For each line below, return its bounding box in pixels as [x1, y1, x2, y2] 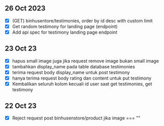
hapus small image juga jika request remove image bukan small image [12, 58, 159, 64]
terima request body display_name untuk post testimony [12, 69, 130, 75]
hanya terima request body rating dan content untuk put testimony [12, 75, 152, 81]
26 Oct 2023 [5, 4, 46, 13]
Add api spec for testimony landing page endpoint [12, 29, 118, 35]
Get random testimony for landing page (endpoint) [12, 23, 118, 30]
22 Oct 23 [5, 102, 37, 110]
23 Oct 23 [5, 44, 37, 53]
